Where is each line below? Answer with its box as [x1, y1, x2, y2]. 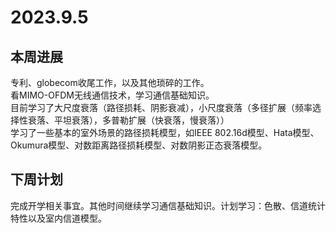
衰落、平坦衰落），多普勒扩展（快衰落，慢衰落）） [27, 114, 230, 126]
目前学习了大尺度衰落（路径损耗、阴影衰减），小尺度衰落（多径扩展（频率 [10, 102, 313, 113]
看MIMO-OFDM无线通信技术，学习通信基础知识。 [10, 89, 215, 101]
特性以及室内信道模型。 [10, 212, 107, 224]
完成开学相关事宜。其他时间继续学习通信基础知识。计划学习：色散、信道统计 [10, 199, 326, 211]
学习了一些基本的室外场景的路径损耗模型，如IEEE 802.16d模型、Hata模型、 [10, 127, 320, 138]
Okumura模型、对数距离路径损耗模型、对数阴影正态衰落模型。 [10, 139, 268, 151]
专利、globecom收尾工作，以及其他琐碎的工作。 [10, 77, 210, 88]
